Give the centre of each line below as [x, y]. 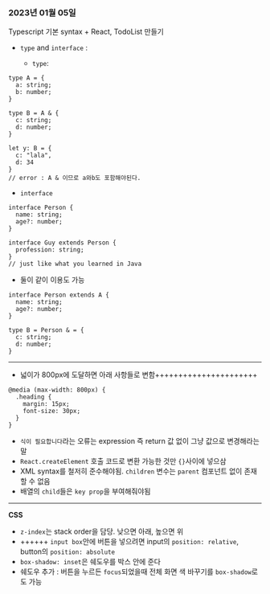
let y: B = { [30, 149]
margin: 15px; [46, 404]
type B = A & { [34, 113]
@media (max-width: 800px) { [57, 390]
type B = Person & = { [46, 330]
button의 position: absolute [67, 551]
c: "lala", [34, 156]
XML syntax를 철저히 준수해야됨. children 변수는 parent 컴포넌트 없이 [131, 471]
